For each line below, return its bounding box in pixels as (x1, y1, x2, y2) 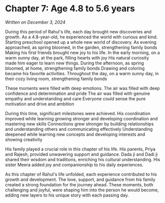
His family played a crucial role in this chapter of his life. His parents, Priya (5, 146, 156, 152)
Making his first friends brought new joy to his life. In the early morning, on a (5, 50, 160, 56)
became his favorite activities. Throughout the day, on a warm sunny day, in (5, 70, 159, 76)
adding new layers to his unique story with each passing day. (5, 192, 129, 198)
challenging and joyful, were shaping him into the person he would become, (5, 187, 159, 193)
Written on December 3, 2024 (5, 19, 66, 25)
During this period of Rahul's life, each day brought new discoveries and (5, 29, 152, 34)
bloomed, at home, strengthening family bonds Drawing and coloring (5, 65, 145, 71)
